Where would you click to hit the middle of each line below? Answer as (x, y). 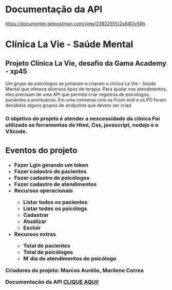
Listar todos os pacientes (55, 202)
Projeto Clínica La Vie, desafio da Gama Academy (86, 63)
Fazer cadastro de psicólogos (52, 178)
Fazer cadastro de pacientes (51, 171)
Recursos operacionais (44, 191)
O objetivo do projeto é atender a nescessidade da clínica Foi (83, 118)
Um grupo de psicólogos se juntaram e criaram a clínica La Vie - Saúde (81, 84)
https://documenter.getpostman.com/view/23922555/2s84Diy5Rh (75, 24)
